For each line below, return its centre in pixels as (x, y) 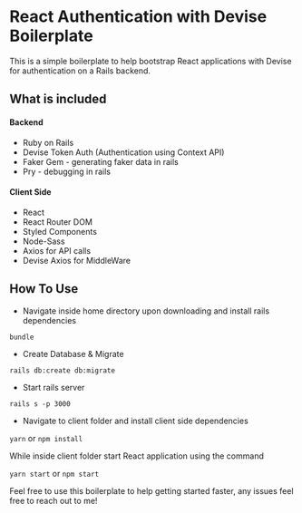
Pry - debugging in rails (67, 171)
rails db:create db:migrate (63, 370)
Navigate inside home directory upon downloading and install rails (146, 311)
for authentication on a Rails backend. (80, 71)
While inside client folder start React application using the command (137, 456)
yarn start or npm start (54, 473)
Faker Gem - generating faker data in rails (100, 161)
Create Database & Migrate (73, 353)
